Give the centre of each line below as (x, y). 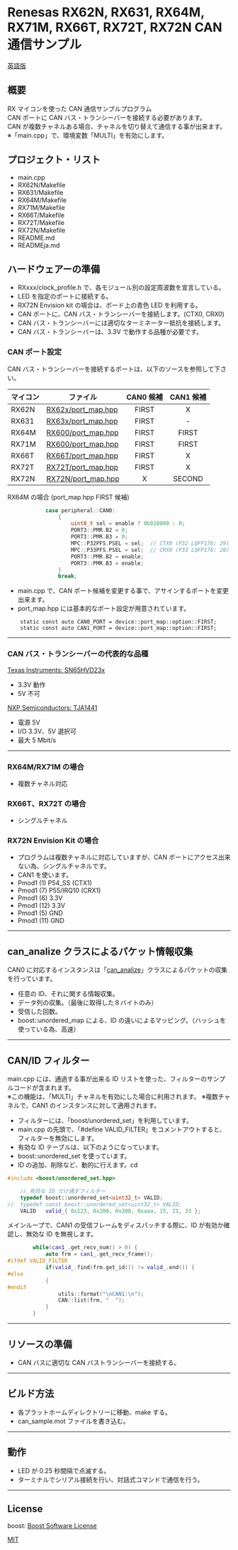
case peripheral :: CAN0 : (80, 510)
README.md (36, 238)
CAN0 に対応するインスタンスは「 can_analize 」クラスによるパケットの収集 (118, 970)
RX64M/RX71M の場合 (46, 767)
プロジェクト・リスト (54, 160)
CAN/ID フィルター (49, 1060)
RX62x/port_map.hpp (82, 409)
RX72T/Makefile (41, 222)
